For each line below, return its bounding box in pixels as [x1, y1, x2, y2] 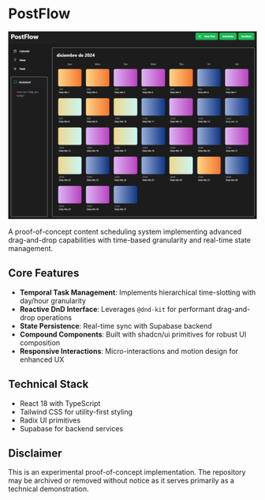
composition [19, 337, 61, 348]
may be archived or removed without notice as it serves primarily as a [8, 476, 235, 486]
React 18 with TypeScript [19, 398, 101, 408]
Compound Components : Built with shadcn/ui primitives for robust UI [19, 329, 247, 339]
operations [36, 313, 73, 322]
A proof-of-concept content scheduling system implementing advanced [8, 227, 242, 236]
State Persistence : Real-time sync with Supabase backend [19, 321, 213, 330]
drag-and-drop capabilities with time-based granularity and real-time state [8, 235, 251, 245]
